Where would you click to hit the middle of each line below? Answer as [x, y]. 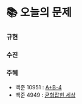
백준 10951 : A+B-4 [38, 87]
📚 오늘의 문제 [39, 13]
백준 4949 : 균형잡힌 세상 [45, 95]
